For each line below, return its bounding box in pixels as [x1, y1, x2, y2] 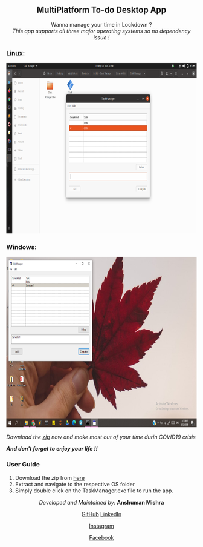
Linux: [6, 48, 25, 57]
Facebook [89, 534, 114, 541]
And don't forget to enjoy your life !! [6, 445, 98, 453]
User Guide [6, 460, 40, 469]
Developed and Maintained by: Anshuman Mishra [39, 499, 164, 506]
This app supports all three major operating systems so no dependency [11, 27, 191, 35]
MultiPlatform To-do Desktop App [36, 5, 167, 15]
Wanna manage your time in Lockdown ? [51, 21, 152, 28]
